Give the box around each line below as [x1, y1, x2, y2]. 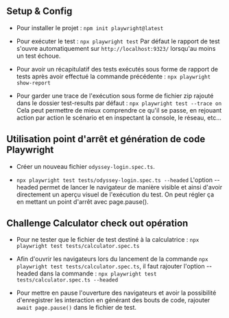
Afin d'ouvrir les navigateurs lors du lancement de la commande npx [16, 255, 208, 263]
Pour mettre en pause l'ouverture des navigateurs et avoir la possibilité [16, 288, 217, 297]
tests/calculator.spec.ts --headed [16, 277, 119, 284]
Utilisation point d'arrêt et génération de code [6, 133, 206, 145]
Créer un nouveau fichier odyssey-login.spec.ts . [16, 162, 155, 170]
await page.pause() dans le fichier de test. [16, 304, 137, 312]
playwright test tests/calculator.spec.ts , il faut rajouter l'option [16, 262, 205, 271]
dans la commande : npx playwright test [39, 269, 157, 277]
